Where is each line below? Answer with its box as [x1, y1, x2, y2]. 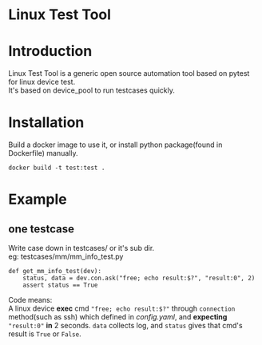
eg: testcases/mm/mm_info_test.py [8, 252, 124, 261]
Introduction [8, 42, 93, 61]
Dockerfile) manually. [8, 149, 78, 158]
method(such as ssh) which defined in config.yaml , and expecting [8, 312, 228, 322]
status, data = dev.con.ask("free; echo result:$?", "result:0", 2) [22, 274, 256, 283]
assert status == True [22, 281, 98, 289]
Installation [8, 113, 85, 132]
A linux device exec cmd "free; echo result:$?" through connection [8, 303, 236, 313]
